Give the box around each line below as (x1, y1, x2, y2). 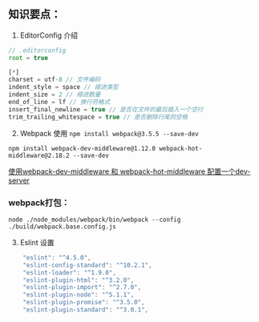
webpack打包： (8, 197, 70, 208)
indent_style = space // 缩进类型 (8, 83, 119, 91)
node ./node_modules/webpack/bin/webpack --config (8, 215, 181, 223)
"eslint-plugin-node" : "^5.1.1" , (22, 291, 135, 299)
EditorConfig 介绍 (19, 30, 79, 40)
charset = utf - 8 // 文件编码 (8, 75, 101, 84)
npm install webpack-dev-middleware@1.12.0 (8, 144, 156, 152)
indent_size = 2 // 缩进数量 (8, 91, 101, 99)
